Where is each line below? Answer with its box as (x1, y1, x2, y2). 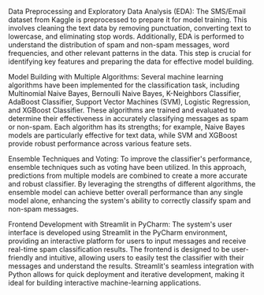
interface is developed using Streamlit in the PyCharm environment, (8, 228, 228, 237)
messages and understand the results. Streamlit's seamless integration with (8, 261, 255, 271)
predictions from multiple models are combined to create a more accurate (8, 171, 248, 180)
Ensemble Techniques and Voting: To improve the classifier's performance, (8, 154, 252, 164)
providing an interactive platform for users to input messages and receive (8, 236, 247, 245)
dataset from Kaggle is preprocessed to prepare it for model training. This (8, 15, 247, 24)
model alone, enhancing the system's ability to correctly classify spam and (8, 196, 251, 205)
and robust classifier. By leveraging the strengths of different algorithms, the (8, 179, 256, 188)
